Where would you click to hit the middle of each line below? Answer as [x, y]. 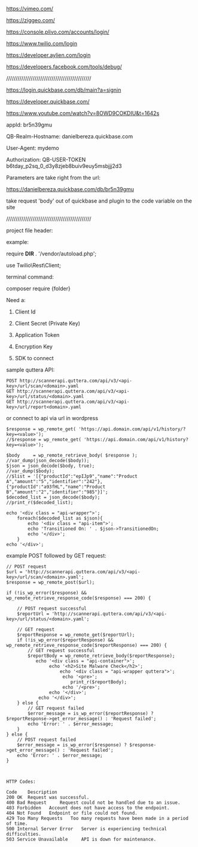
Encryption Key [33, 346]
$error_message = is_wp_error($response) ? [72, 745]
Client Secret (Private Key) [48, 323]
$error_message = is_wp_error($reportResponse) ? [91, 713]
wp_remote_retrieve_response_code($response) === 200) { [79, 598]
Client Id [25, 312]
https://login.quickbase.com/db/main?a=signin [64, 90]
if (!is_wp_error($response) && [46, 593]
